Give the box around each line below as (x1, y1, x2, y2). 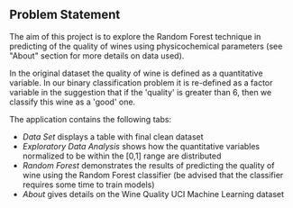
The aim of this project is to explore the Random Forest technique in (9, 31, 261, 41)
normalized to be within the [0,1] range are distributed (22, 150, 222, 161)
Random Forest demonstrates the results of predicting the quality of (22, 159, 275, 170)
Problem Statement (9, 7, 121, 23)
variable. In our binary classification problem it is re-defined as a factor (9, 77, 273, 88)
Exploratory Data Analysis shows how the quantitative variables (22, 140, 261, 151)
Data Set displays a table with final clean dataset (22, 131, 205, 142)
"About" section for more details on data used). (9, 50, 185, 61)
